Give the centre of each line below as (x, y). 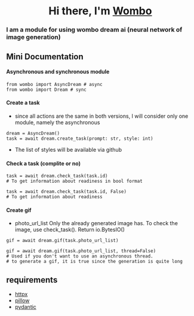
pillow (22, 300)
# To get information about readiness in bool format (75, 181)
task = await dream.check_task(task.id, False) (67, 192)
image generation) (33, 37)
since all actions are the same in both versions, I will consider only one (101, 116)
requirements (32, 280)
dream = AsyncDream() (33, 133)
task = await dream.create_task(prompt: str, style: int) (80, 139)
